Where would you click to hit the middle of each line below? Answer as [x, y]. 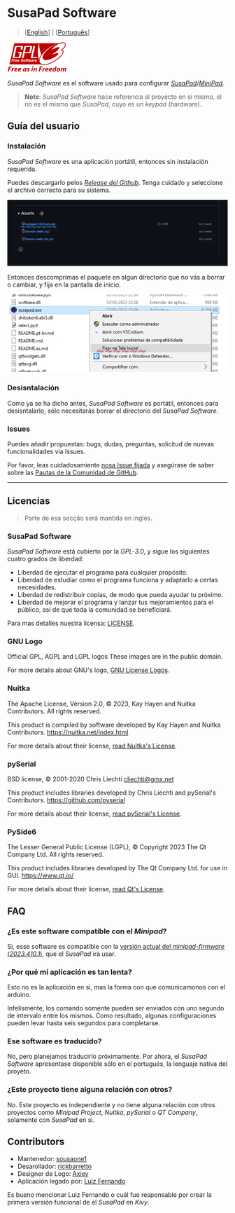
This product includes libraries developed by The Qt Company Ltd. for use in [117, 868]
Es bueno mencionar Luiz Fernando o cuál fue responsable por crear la [109, 1194]
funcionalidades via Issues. [47, 451]
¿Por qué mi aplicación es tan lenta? [70, 972]
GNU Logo [25, 641]
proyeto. [19, 1071]
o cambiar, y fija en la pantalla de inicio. [64, 285]
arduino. [19, 995]
